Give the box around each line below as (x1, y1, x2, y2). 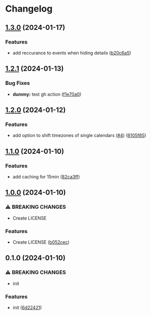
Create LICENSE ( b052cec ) (12, 239, 70, 245)
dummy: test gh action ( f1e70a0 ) (12, 91, 82, 97)
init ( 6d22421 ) (12, 304, 42, 310)
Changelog (5, 3, 53, 15)
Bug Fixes (5, 79, 30, 86)
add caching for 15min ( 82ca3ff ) (12, 173, 80, 179)
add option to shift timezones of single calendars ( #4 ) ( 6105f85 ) (12, 132, 146, 139)
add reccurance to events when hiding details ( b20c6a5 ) (12, 50, 132, 56)
